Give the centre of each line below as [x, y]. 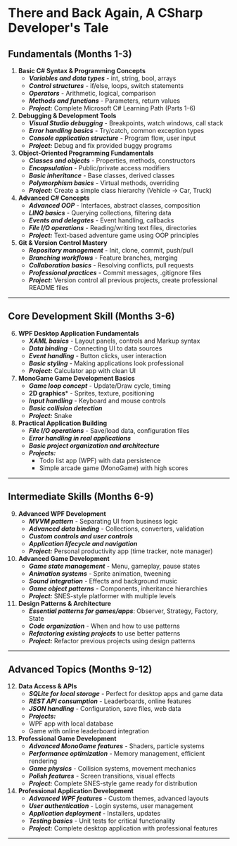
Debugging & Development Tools [67, 115]
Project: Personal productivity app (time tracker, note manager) [121, 551]
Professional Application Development [76, 791]
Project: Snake [50, 415]
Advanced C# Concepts [54, 198]
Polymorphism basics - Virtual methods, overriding [104, 183]
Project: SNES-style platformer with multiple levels [102, 595]
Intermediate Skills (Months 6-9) [81, 497]
